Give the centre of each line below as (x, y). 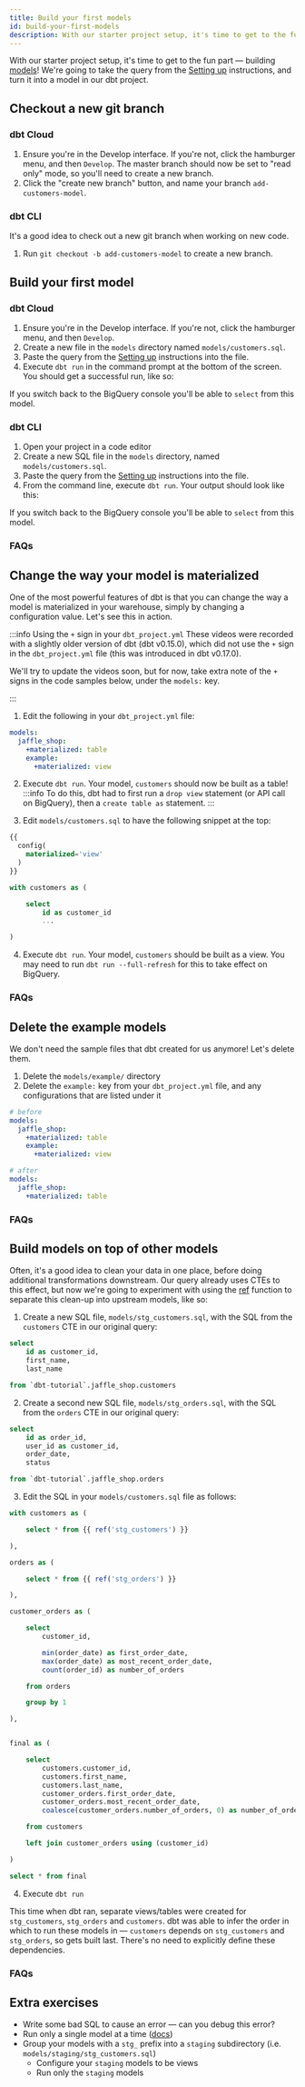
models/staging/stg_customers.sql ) (89, 2053)
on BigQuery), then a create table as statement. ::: (118, 803)
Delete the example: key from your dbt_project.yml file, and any (142, 1085)
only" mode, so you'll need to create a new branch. (118, 174)
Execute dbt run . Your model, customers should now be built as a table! (155, 784)
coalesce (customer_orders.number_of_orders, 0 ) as (140, 1811)
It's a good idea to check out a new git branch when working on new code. (149, 236)
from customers (54, 1827)
